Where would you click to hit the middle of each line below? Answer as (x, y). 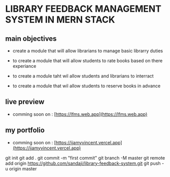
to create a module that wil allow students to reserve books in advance (87, 86)
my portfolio (25, 130)
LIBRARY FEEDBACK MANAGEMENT (83, 9)
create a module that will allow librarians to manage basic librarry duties (88, 51)
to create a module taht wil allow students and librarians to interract (83, 76)
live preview (25, 102)
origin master (23, 168)
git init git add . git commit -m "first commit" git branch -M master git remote (85, 158)
